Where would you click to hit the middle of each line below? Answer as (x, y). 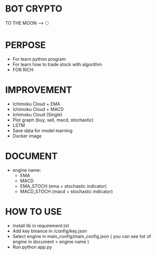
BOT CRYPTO (34, 9)
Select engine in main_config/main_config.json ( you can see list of (82, 236)
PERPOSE (26, 45)
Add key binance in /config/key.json (50, 231)
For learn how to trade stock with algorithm (57, 64)
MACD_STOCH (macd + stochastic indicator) (66, 191)
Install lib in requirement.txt (41, 225)
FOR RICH (23, 70)
